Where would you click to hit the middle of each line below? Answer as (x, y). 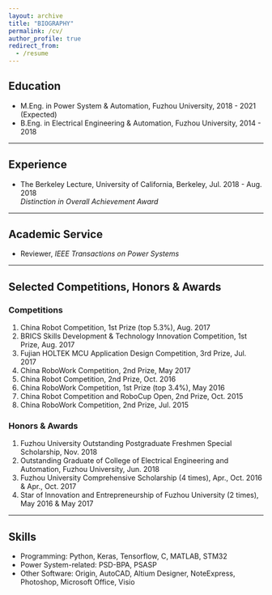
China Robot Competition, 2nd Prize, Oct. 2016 (98, 379)
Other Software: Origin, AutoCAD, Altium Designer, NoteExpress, (127, 574)
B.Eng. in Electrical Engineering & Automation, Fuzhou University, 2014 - (140, 123)
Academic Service (56, 234)
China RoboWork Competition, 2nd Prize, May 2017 (105, 371)
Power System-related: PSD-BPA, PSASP (89, 565)
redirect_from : (34, 46)
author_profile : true (45, 38)
